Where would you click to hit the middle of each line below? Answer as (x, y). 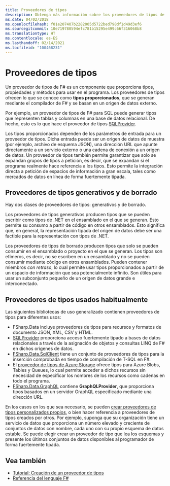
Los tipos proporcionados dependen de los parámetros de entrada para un (83, 133)
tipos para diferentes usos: (33, 317)
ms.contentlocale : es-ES (31, 39)
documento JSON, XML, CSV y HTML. (53, 332)
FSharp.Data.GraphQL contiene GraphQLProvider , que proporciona (83, 387)
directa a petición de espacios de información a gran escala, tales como (81, 171)
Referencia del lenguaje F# (41, 478)
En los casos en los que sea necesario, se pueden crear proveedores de (81, 407)
